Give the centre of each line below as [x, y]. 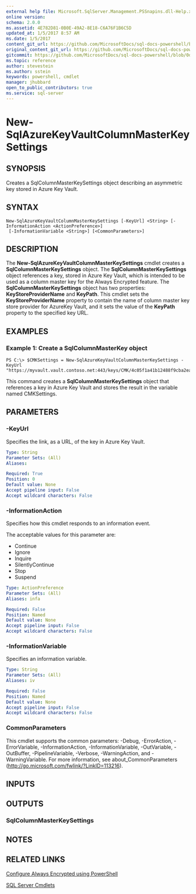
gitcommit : [19, 55]
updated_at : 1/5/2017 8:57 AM [43, 33]
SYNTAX [22, 208]
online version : [26, 17]
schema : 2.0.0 [23, 22]
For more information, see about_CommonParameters [113, 759]
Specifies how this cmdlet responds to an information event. [78, 523]
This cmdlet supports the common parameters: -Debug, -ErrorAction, [90, 741]
